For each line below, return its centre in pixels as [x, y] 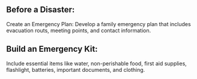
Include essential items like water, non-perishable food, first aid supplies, [97, 63]
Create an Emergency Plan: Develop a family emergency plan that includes [98, 24]
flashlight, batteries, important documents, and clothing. [76, 69]
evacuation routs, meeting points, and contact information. [79, 30]
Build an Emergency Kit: [52, 49]
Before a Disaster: [41, 10]
